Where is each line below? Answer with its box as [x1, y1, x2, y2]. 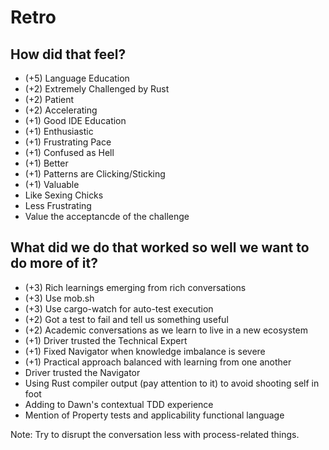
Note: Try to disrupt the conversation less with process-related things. [10, 428, 300, 440]
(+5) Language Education [24, 72, 130, 84]
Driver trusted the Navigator [24, 366, 141, 378]
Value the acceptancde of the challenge [24, 211, 190, 222]
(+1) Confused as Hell [24, 147, 115, 158]
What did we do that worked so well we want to [10, 239, 310, 256]
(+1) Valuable [24, 179, 80, 190]
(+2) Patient [24, 94, 75, 105]
